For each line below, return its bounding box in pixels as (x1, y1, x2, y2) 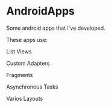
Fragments (6, 71, 33, 78)
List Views (6, 47, 32, 55)
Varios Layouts (6, 95, 43, 102)
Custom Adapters (6, 59, 50, 67)
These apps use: (6, 36, 48, 43)
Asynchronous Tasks (6, 83, 59, 90)
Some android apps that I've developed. (6, 24, 106, 32)
